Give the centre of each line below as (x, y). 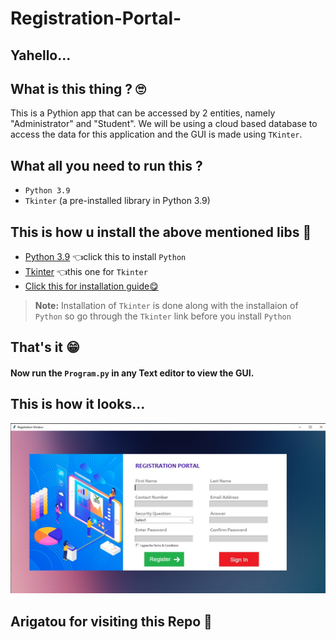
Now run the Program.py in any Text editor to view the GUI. (132, 373)
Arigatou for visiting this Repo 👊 (111, 621)
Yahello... (41, 55)
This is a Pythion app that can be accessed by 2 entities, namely (143, 113)
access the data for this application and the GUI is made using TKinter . (156, 134)
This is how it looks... (78, 404)
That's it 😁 (45, 347)
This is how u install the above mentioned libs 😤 (161, 232)
